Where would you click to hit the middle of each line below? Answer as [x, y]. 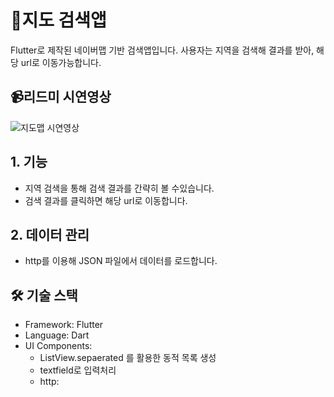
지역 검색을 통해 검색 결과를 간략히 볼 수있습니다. [119, 188]
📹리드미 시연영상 [61, 97]
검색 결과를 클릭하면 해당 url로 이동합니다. [106, 200]
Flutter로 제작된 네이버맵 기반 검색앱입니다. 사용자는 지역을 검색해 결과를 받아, [162, 50]
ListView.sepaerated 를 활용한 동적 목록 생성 [128, 358]
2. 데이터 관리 [50, 234]
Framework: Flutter [64, 325]
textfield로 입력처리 [78, 370]
